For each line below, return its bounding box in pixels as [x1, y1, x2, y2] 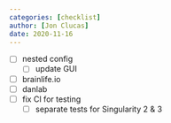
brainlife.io [21, 73, 61, 84]
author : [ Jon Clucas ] [9, 21, 89, 30]
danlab [21, 83, 48, 94]
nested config [21, 54, 74, 65]
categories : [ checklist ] [9, 12, 101, 22]
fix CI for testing [21, 94, 82, 104]
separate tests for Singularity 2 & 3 [35, 104, 162, 114]
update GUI [35, 64, 78, 74]
